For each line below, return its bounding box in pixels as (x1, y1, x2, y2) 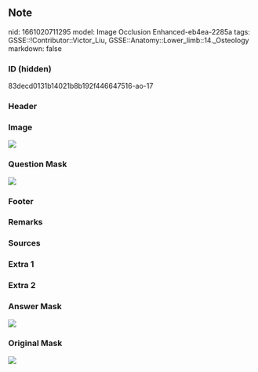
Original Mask (8, 337, 63, 348)
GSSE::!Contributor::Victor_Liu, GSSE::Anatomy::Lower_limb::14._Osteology (8, 35, 249, 45)
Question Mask (8, 159, 67, 170)
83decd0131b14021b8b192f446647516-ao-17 (8, 82, 154, 91)
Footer (8, 195, 34, 206)
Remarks (8, 217, 43, 228)
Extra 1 (8, 259, 35, 270)
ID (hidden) (8, 63, 53, 74)
